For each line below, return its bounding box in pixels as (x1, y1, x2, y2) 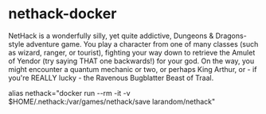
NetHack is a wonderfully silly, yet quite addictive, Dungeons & (8, 31, 214, 40)
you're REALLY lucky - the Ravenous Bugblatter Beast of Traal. (8, 73, 214, 82)
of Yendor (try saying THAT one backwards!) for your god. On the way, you (8, 56, 255, 66)
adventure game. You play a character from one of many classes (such (25, 39, 259, 48)
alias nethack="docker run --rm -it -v (8, 88, 131, 97)
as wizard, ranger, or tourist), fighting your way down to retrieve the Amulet (8, 47, 256, 57)
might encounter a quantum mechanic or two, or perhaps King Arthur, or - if (8, 64, 257, 74)
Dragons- (215, 31, 247, 40)
